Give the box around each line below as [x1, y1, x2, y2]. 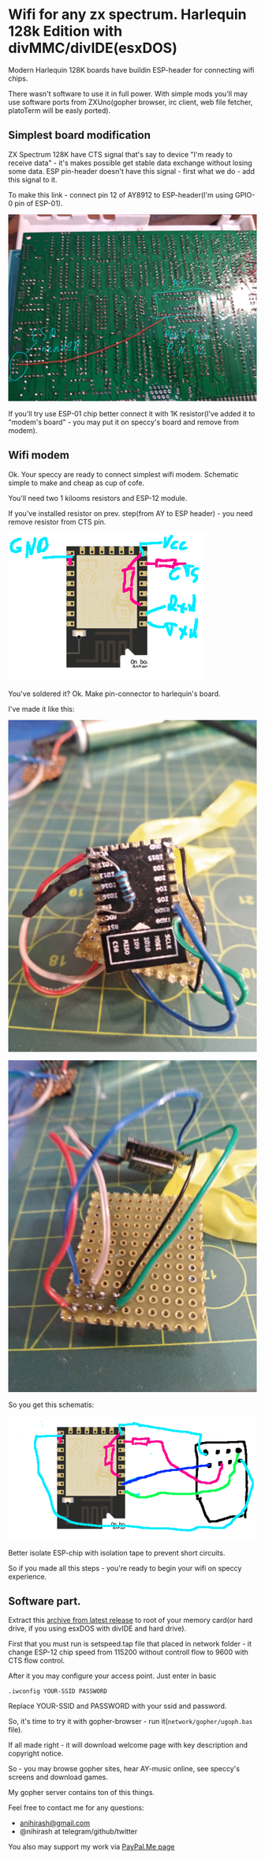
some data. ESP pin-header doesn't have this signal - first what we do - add [8, 166, 255, 175]
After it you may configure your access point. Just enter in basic [8, 1671, 217, 1680]
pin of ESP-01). [14, 198, 63, 208]
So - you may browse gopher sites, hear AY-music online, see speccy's [8, 1764, 241, 1774]
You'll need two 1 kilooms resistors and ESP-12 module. [8, 493, 188, 502]
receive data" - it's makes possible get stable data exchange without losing [8, 158, 252, 167]
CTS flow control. [8, 1656, 65, 1665]
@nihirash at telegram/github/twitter [19, 1827, 138, 1836]
